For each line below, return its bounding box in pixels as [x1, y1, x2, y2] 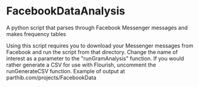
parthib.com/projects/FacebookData [6, 74, 96, 81]
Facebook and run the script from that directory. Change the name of [6, 48, 178, 55]
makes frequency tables [6, 30, 66, 37]
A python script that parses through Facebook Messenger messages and [6, 24, 188, 31]
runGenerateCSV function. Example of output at [6, 67, 125, 74]
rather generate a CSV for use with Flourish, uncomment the [6, 61, 156, 68]
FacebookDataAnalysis [6, 4, 125, 18]
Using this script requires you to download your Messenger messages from [6, 42, 194, 49]
